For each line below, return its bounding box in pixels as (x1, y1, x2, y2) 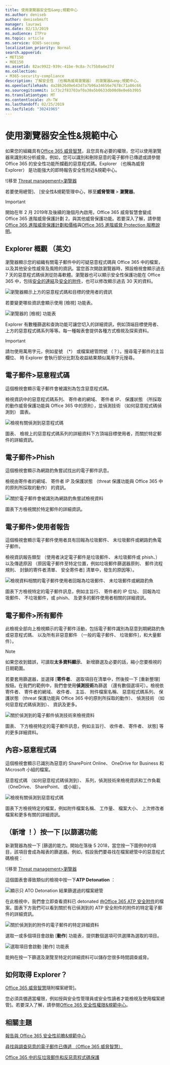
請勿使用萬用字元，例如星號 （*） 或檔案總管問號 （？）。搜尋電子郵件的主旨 (5, 348, 164, 354)
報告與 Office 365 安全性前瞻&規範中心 (5, 1032, 86, 1039)
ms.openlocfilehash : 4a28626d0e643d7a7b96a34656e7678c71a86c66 (5, 83, 142, 88)
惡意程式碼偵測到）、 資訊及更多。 (9, 702, 80, 707)
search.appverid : (5, 50, 42, 55)
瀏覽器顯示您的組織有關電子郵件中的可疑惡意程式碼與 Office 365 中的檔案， (5, 259, 163, 265)
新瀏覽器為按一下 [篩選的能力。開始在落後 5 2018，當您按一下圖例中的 (5, 842, 152, 849)
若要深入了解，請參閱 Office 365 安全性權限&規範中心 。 (16, 1002, 131, 1008)
